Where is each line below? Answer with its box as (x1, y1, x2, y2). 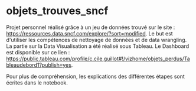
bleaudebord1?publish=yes (6, 61, 72, 69)
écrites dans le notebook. (6, 79, 68, 86)
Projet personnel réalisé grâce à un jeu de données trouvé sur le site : (6, 24, 175, 31)
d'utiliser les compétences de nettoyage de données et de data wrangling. (6, 36, 187, 43)
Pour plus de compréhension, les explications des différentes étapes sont (6, 73, 185, 80)
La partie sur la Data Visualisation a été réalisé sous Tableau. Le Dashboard (6, 43, 190, 50)
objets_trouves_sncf (6, 4, 109, 18)
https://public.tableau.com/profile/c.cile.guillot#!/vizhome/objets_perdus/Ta (6, 55, 190, 62)
